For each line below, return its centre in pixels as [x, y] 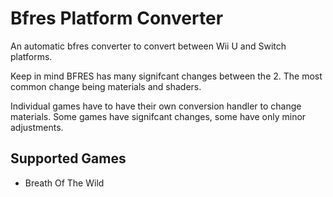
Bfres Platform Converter [117, 18]
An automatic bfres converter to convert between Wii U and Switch [148, 46]
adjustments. [37, 127]
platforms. [31, 56]
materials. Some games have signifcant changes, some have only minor [158, 116]
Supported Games [68, 158]
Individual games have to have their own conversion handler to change [156, 106]
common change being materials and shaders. [106, 86]
